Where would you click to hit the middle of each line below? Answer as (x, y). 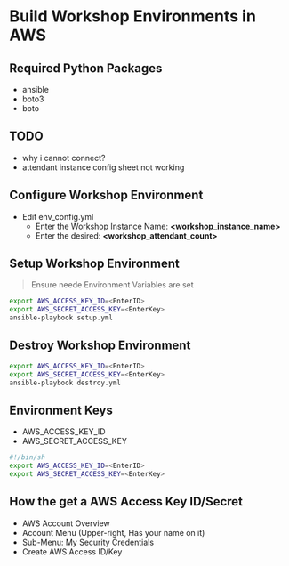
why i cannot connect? (64, 158)
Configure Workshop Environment (106, 195)
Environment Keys (61, 410)
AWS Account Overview (66, 523)
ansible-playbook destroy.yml (65, 383)
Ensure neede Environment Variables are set (112, 285)
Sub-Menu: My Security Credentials (88, 542)
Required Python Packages (86, 68)
